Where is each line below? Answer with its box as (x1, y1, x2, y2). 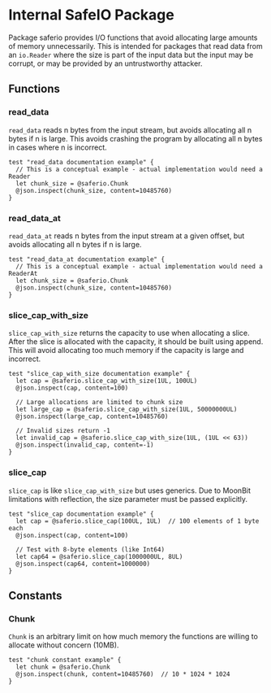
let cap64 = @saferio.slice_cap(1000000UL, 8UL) (15, 552, 183, 560)
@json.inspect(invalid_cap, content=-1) (15, 441, 154, 449)
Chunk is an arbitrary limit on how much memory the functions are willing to (8, 632, 258, 642)
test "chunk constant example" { (8, 656, 122, 665)
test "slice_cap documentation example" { (8, 510, 154, 518)
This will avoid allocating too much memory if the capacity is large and (8, 346, 244, 355)
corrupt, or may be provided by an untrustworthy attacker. (8, 59, 203, 68)
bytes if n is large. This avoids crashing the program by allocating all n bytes (8, 133, 263, 143)
